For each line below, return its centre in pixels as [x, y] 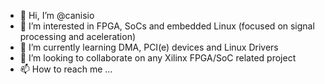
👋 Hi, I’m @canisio [57, 15]
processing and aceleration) [78, 36]
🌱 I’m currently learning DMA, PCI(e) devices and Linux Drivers [149, 47]
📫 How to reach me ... [66, 69]
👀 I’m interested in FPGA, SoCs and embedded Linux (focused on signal [167, 26]
